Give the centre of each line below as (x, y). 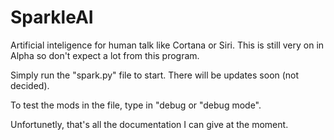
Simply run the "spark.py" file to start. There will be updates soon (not (155, 75)
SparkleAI (52, 17)
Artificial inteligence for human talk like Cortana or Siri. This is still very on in (167, 45)
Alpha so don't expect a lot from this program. (105, 55)
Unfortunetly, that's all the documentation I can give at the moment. (149, 124)
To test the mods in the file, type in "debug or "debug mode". (136, 105)
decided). (30, 85)
